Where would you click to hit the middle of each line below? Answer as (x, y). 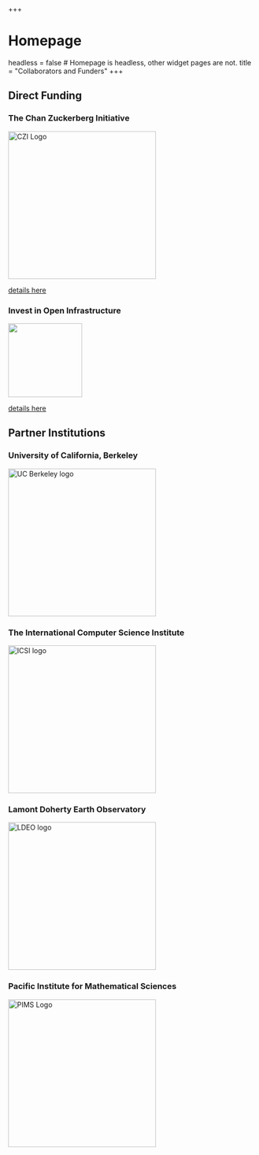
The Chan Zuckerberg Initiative (69, 118)
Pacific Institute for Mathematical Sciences (92, 986)
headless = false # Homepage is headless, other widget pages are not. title (130, 62)
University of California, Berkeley (73, 455)
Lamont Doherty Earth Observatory (77, 809)
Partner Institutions (57, 433)
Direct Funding (45, 96)
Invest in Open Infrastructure (65, 310)
